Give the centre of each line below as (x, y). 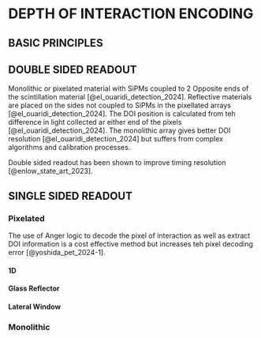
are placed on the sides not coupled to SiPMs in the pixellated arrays (119, 105)
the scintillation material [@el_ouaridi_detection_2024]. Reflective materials (130, 97)
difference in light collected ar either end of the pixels (95, 122)
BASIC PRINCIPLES (56, 43)
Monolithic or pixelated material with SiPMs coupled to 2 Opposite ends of (129, 88)
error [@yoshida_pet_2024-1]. (57, 253)
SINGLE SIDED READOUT (70, 195)
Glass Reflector (34, 288)
